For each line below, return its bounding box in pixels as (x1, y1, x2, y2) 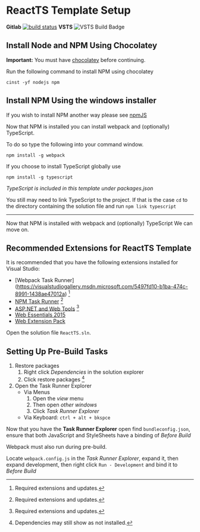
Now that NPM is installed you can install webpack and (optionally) (6, 123, 170, 130)
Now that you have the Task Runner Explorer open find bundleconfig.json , (6, 425, 190, 432)
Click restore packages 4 (23, 375, 85, 383)
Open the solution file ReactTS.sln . (6, 329, 91, 336)
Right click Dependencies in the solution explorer (23, 368, 144, 375)
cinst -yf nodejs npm (6, 79, 60, 85)
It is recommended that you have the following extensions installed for (6, 259, 179, 266)
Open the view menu (32, 395, 84, 402)
